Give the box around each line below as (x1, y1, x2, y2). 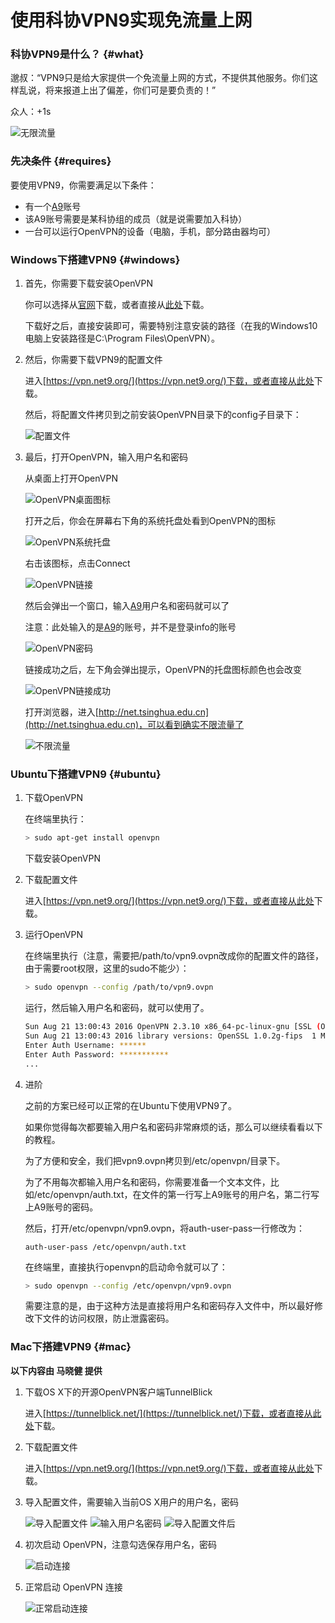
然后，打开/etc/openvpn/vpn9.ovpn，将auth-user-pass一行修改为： (24, 1222, 306, 1234)
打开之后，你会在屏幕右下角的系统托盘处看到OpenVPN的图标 (24, 515, 276, 527)
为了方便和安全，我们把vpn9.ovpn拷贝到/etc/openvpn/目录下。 (24, 1154, 286, 1166)
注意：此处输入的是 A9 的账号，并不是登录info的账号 (24, 621, 237, 633)
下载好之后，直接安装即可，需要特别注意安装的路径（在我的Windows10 (24, 320, 318, 332)
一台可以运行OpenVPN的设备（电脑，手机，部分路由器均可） (24, 225, 276, 237)
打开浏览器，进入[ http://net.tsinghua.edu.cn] (24, 706, 210, 718)
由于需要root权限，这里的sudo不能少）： (24, 962, 190, 975)
